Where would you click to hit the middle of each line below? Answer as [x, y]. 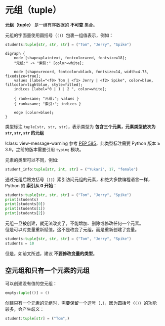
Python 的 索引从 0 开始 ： [31, 185]
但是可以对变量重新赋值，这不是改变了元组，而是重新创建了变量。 [72, 230]
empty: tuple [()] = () [27, 293]
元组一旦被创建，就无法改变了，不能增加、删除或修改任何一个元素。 [74, 223]
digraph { [15, 53]
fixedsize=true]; [23, 76]
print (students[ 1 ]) [25, 209]
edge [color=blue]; [34, 112]
